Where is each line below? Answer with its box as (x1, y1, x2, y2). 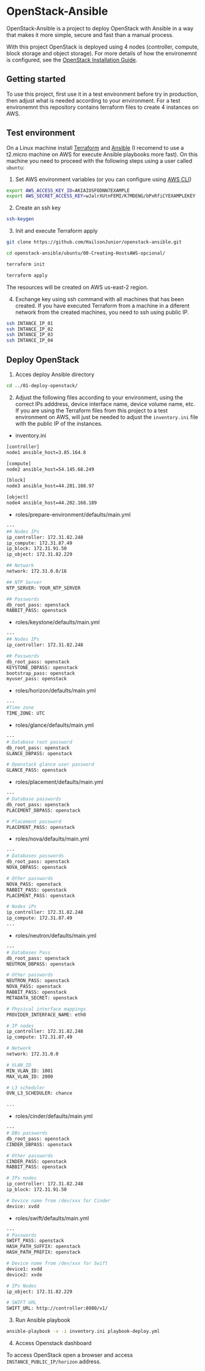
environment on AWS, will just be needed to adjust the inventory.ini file (15, 413, 198, 420)
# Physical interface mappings (6, 1006, 86, 1012)
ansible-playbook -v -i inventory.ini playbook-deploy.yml (6, 1329, 160, 1335)
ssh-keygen (6, 216, 34, 222)
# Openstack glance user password (6, 761, 95, 768)
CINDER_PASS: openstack (6, 1158, 67, 1165)
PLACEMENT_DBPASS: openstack (6, 807, 81, 814)
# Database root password (6, 739, 72, 745)
